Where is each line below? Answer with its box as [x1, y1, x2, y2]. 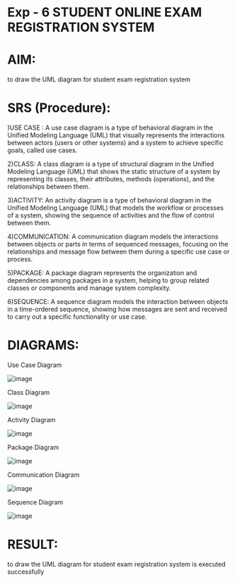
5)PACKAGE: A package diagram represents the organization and [7, 268, 197, 277]
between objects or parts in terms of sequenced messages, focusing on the [7, 240, 229, 249]
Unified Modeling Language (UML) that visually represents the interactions [7, 131, 225, 140]
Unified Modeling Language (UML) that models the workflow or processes [7, 203, 224, 213]
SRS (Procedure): [7, 100, 111, 116]
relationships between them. [7, 182, 91, 191]
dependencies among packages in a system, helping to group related [7, 276, 209, 285]
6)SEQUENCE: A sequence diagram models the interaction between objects [7, 298, 229, 306]
